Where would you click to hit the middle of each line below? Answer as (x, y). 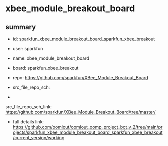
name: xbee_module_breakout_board (51, 58)
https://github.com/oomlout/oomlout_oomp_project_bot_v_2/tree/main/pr (88, 127)
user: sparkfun (28, 49)
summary (21, 27)
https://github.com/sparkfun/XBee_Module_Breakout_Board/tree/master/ (81, 112)
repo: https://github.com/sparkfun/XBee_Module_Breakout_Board (80, 78)
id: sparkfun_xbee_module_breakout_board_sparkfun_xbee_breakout (84, 39)
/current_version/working (38, 138)
